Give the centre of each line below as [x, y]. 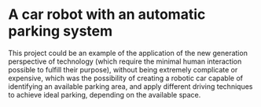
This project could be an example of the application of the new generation [128, 53]
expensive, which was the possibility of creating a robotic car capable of [126, 78]
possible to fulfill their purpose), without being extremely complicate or [123, 69]
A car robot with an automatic [107, 15]
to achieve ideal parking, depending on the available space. [105, 94]
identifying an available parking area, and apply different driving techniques [130, 86]
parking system [61, 31]
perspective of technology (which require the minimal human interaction [125, 61]
